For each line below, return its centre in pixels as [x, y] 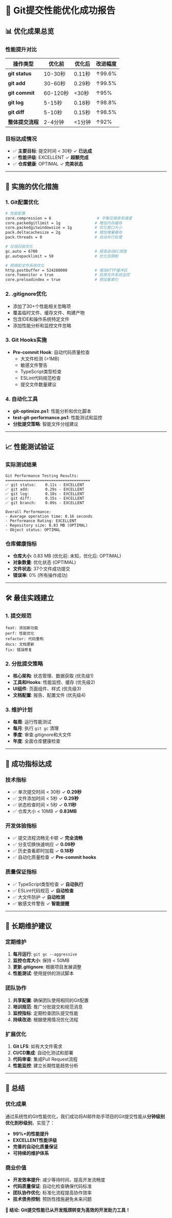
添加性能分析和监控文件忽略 [42, 325]
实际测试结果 [21, 465]
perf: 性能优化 [20, 633]
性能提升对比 [21, 49]
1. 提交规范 [18, 616]
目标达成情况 [21, 138]
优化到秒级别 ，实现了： [30, 1123]
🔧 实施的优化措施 [32, 187]
